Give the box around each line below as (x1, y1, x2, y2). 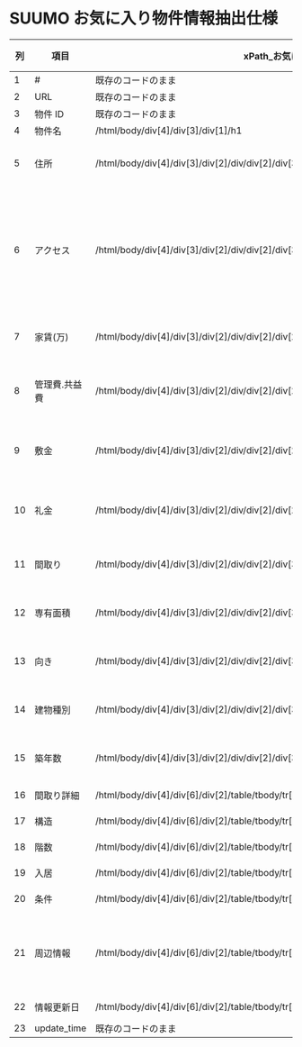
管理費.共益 (34, 378, 83, 390)
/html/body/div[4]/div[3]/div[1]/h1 (94, 123, 243, 136)
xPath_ (243, 50, 273, 62)
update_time (34, 1022, 87, 1034)
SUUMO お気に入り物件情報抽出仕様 (9, 8, 279, 29)
